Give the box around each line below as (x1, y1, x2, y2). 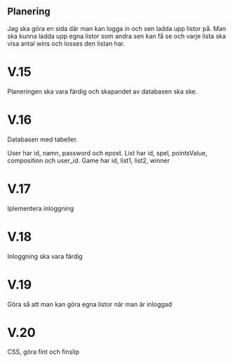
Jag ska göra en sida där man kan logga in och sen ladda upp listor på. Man (7, 24, 227, 32)
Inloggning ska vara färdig (7, 252, 83, 260)
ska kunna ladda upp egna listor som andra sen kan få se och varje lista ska (7, 32, 227, 40)
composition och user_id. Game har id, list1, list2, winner (7, 156, 170, 165)
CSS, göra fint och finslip (7, 348, 79, 356)
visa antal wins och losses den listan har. (7, 39, 125, 48)
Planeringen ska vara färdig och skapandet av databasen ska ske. (7, 87, 198, 96)
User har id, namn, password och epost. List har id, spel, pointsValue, (7, 148, 208, 157)
